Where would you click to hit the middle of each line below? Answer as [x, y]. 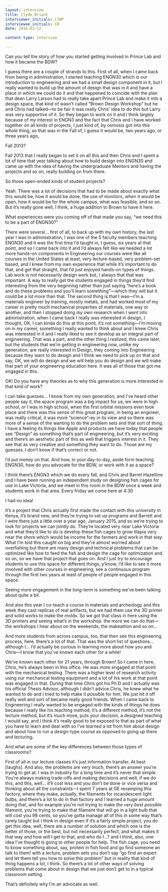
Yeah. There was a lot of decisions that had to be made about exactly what [82, 191]
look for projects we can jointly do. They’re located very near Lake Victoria [82, 526]
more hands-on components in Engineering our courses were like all [76, 253]
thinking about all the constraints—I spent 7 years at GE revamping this [78, 789]
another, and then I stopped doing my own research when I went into [76, 312]
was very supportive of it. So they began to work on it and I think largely [79, 114]
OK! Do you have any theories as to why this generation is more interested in [84, 381]
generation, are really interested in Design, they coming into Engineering [80, 350]
